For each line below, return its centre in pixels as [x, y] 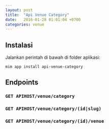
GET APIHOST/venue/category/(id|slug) [53, 109]
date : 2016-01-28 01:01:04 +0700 [43, 19]
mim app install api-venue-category [44, 67]
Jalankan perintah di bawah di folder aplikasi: [53, 57]
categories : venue [25, 24]
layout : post [19, 10]
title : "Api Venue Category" [37, 15]
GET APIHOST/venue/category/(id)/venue [55, 121]
